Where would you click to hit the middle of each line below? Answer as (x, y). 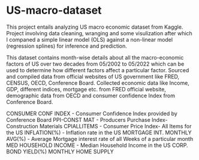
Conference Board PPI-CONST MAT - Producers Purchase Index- (87, 119)
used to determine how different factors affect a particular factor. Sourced (98, 70)
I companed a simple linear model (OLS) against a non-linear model (89, 39)
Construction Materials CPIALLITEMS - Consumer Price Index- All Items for (99, 126)
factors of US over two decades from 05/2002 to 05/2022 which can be (95, 64)
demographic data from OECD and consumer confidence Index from (91, 96)
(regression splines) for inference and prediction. (67, 46)
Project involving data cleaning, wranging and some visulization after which (99, 33)
